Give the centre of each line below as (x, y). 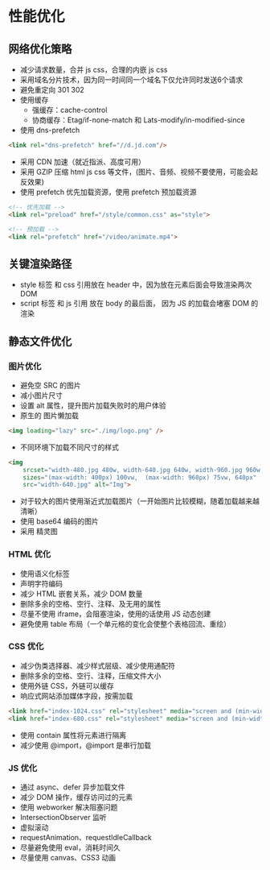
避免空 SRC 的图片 (50, 385)
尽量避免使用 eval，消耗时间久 (70, 847)
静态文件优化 (40, 341)
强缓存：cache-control (70, 110)
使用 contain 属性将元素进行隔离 (73, 735)
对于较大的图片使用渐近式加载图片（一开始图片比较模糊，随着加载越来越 (139, 501)
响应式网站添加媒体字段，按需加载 (76, 696)
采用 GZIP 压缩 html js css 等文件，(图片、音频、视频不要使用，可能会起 (139, 172)
